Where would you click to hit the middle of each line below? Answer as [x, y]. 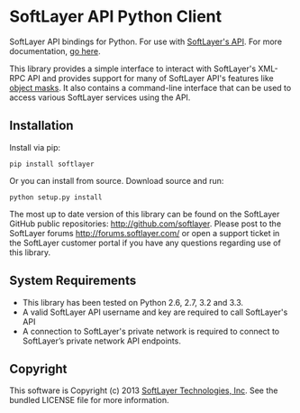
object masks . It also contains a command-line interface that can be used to [150, 87]
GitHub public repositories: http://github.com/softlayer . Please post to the [145, 224]
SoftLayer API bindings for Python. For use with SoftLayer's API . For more [145, 41]
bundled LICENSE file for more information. [89, 400]
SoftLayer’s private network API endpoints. [102, 341]
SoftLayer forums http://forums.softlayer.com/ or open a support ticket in [145, 233]
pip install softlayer [52, 164]
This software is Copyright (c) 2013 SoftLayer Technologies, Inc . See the [144, 390]
